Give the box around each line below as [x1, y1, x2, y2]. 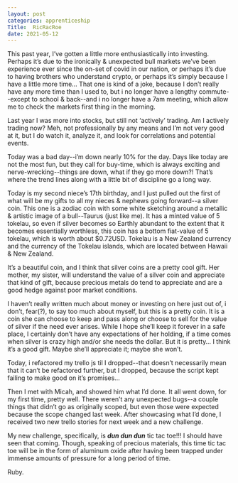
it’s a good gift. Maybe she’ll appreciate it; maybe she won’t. [7, 345, 183, 354]
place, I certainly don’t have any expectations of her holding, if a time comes [7, 330, 231, 338]
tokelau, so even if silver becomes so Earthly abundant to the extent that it [7, 219, 225, 228]
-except [7, 95, 31, 104]
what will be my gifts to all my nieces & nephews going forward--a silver [7, 197, 219, 205]
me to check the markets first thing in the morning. [7, 102, 156, 111]
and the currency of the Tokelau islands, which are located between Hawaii [7, 242, 228, 251]
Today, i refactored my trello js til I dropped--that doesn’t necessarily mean [7, 359, 227, 367]
